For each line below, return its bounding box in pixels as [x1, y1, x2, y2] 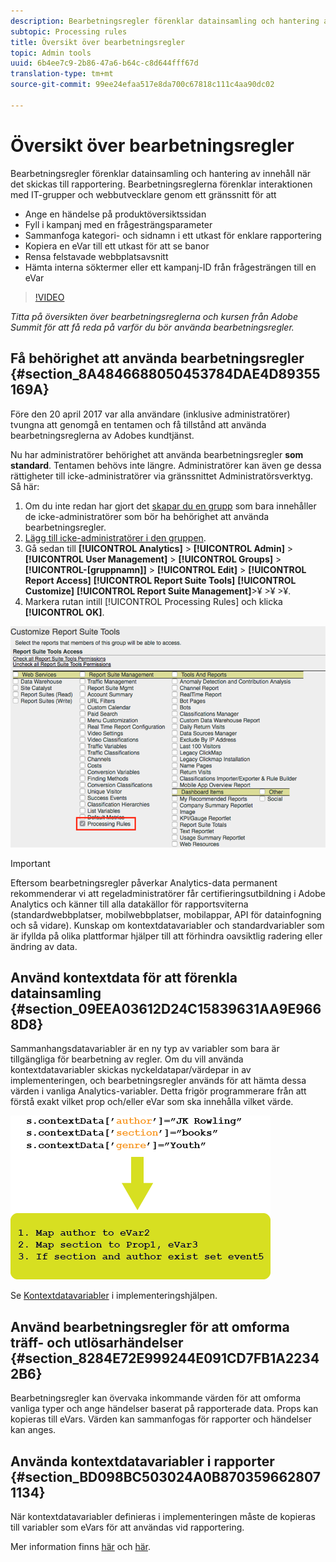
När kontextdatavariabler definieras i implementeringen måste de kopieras [10, 1511, 316, 1523]
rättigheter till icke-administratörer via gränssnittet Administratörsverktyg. [10, 470, 314, 482]
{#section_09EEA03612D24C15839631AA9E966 [10, 1000, 322, 1017]
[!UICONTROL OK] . [24, 606, 105, 618]
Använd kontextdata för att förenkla [10, 969, 238, 986]
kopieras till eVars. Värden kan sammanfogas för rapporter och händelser [10, 1413, 312, 1425]
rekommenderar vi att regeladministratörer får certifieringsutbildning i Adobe [10, 887, 326, 899]
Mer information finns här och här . [10, 1541, 152, 1553]
